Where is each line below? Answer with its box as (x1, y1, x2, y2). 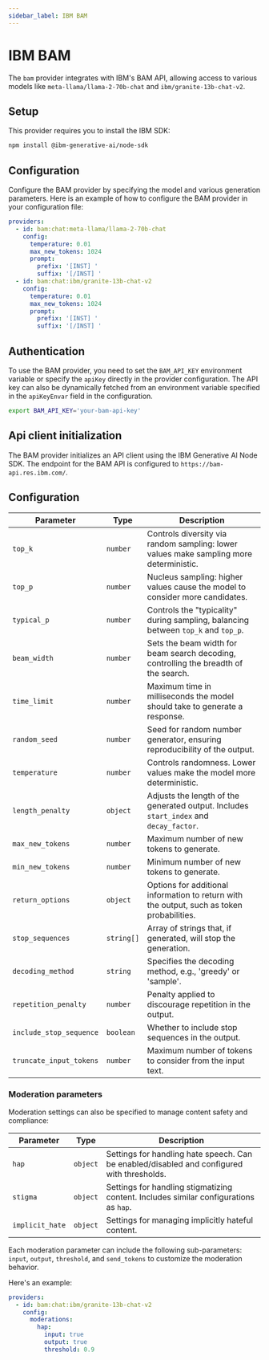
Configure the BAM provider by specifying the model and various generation (8, 185, 261, 195)
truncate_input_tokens (12, 1056, 98, 1065)
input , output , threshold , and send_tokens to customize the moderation (8, 1253, 243, 1263)
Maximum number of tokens (147, 1044, 253, 1056)
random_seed (12, 735, 58, 743)
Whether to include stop (147, 1021, 238, 1032)
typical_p (12, 615, 50, 625)
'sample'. (147, 975, 182, 987)
